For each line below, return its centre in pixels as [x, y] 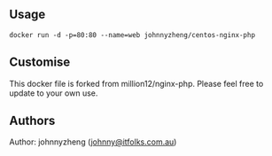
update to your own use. [54, 93]
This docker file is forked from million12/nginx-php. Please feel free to [136, 83]
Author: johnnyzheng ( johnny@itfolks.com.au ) [93, 142]
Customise [40, 62]
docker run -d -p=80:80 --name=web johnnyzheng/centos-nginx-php [132, 35]
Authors [32, 121]
